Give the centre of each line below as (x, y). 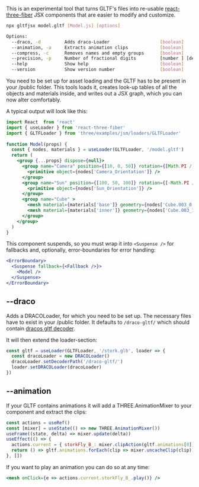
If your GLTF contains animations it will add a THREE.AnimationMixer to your (99, 405)
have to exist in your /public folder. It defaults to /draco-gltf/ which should (98, 322)
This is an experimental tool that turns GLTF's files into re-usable (85, 9)
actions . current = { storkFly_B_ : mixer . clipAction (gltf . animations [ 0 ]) (103, 445)
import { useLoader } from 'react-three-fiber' (66, 128)
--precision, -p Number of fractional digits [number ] (98, 59)
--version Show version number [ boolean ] (98, 70)
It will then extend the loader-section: (52, 340)
